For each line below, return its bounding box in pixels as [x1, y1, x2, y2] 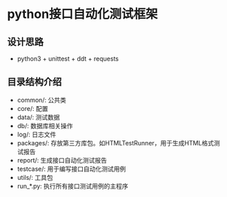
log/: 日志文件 [17, 130, 57, 138]
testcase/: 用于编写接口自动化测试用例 [17, 165, 126, 173]
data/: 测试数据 [17, 113, 60, 121]
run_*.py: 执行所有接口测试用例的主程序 [17, 182, 129, 190]
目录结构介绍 [7, 76, 62, 88]
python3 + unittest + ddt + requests [17, 54, 119, 63]
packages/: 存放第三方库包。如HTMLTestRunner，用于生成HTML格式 [17, 138, 215, 147]
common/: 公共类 [17, 96, 67, 104]
